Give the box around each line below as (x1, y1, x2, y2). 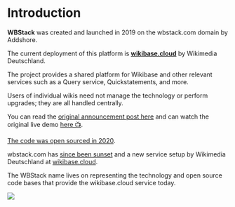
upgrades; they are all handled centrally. (7, 98, 124, 107)
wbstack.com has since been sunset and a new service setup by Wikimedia (7, 149, 226, 159)
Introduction (7, 5, 81, 21)
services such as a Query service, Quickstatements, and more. (7, 77, 189, 86)
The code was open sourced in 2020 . (7, 136, 116, 145)
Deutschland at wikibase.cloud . (7, 157, 98, 166)
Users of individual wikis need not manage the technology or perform (7, 91, 208, 100)
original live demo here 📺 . (7, 120, 83, 128)
